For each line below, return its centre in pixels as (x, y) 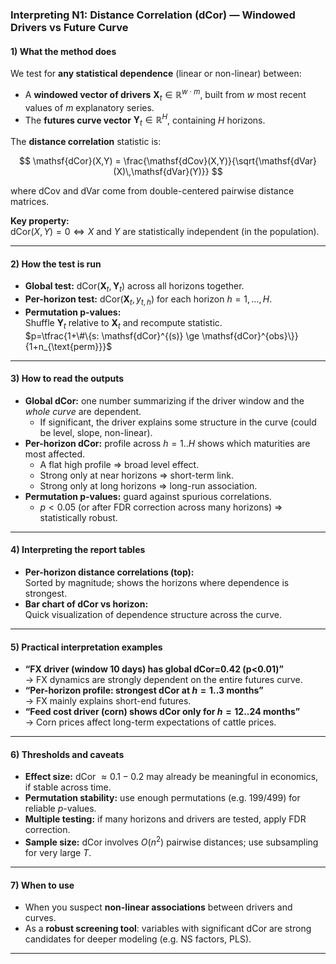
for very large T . (58, 853)
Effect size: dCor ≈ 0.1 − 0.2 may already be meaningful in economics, (171, 777)
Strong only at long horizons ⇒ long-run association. (148, 485)
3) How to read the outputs (67, 379)
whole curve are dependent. (83, 411)
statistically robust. (78, 517)
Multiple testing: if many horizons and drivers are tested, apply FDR (165, 819)
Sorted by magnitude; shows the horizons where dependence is (157, 583)
